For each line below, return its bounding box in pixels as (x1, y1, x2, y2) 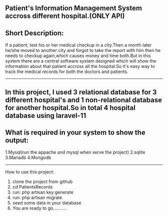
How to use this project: (5, 169, 54, 175)
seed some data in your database (12, 200, 81, 206)
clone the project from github (12, 178, 73, 184)
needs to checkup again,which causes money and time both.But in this (5, 52, 151, 59)
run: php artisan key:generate (12, 189, 73, 195)
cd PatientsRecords (12, 184, 53, 190)
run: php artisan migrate (12, 194, 62, 200)
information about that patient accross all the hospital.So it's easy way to (5, 63, 155, 69)
